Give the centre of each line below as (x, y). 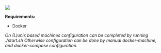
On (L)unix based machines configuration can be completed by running (77, 35)
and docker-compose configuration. (41, 46)
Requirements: (20, 17)
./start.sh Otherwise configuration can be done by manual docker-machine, (81, 40)
